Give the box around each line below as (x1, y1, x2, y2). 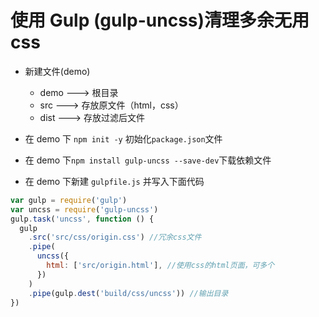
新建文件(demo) (24, 65, 91, 77)
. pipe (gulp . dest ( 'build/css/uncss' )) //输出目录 (28, 288, 229, 298)
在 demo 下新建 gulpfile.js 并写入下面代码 (24, 175, 205, 187)
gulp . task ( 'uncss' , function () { (10, 214, 155, 224)
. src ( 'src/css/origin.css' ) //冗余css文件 (28, 232, 202, 243)
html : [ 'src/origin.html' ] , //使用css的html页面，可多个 (46, 261, 275, 271)
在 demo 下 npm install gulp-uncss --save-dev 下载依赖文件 (24, 154, 272, 166)
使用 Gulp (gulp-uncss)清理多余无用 (10, 9, 310, 32)
